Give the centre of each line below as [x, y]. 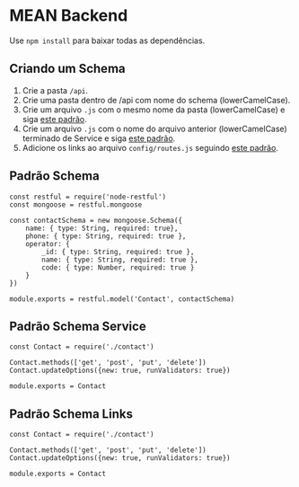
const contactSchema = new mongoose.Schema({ [96, 220]
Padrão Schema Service [78, 326]
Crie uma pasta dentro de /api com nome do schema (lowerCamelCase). [156, 100]
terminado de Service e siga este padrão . [99, 138]
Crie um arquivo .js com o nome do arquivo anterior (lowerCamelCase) [154, 128]
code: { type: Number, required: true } [118, 267]
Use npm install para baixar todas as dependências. [107, 40]
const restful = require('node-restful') [88, 197]
